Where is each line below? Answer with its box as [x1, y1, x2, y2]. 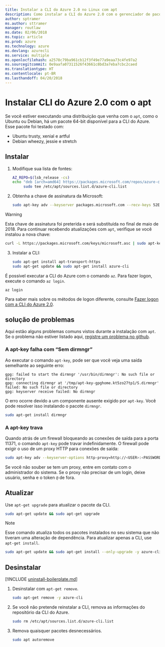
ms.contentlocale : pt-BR [5, 71, 56, 76]
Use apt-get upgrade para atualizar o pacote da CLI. [5, 502, 111, 507]
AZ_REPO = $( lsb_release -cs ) [12, 175, 70, 180]
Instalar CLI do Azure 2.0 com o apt [5, 97, 151, 108]
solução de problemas [5, 315, 75, 324]
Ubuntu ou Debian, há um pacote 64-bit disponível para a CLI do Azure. [5, 118, 151, 124]
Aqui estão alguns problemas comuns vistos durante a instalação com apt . [5, 329, 156, 335]
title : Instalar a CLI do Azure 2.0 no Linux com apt [5, 7, 118, 12]
